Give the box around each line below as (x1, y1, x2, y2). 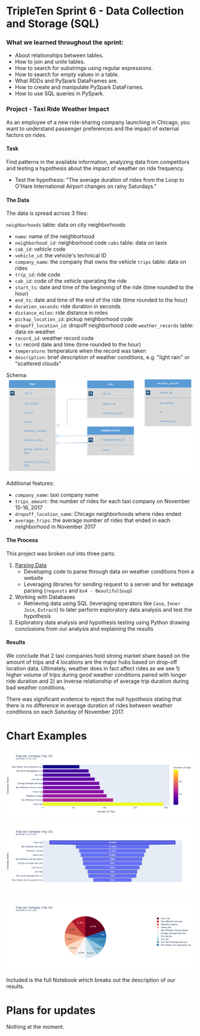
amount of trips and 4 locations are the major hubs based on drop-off (6, 658, 177, 666)
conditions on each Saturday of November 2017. (6, 708, 124, 715)
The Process (6, 537, 38, 544)
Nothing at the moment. (6, 1023, 64, 1031)
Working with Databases (14, 593, 76, 600)
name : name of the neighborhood (14, 233, 95, 240)
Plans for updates (6, 1004, 96, 1017)
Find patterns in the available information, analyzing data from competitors (6, 158, 190, 165)
